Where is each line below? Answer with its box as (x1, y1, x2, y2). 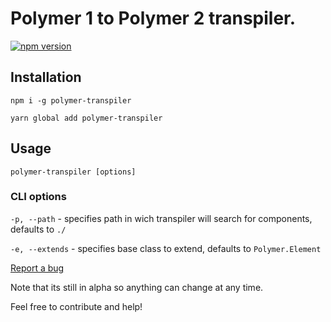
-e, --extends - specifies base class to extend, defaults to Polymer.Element (10, 242, 322, 254)
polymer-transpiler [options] (10, 167, 137, 177)
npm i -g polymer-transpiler (10, 95, 132, 106)
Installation (10, 69, 82, 86)
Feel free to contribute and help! (10, 300, 143, 312)
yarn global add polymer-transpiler (10, 113, 163, 123)
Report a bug (10, 262, 65, 274)
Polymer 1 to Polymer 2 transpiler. (10, 7, 297, 30)
